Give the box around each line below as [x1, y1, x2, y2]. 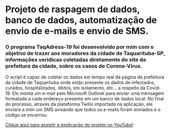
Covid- [147, 85, 161, 91]
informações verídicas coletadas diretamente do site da [5, 56, 146, 63]
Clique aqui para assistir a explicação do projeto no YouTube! [5, 122, 134, 128]
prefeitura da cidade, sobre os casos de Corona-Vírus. [5, 63, 143, 70]
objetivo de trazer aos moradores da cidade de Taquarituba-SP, [5, 50, 165, 57]
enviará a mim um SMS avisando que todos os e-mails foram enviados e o [5, 107, 161, 113]
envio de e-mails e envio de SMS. [5, 25, 149, 37]
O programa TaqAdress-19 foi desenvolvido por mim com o [5, 43, 154, 50]
